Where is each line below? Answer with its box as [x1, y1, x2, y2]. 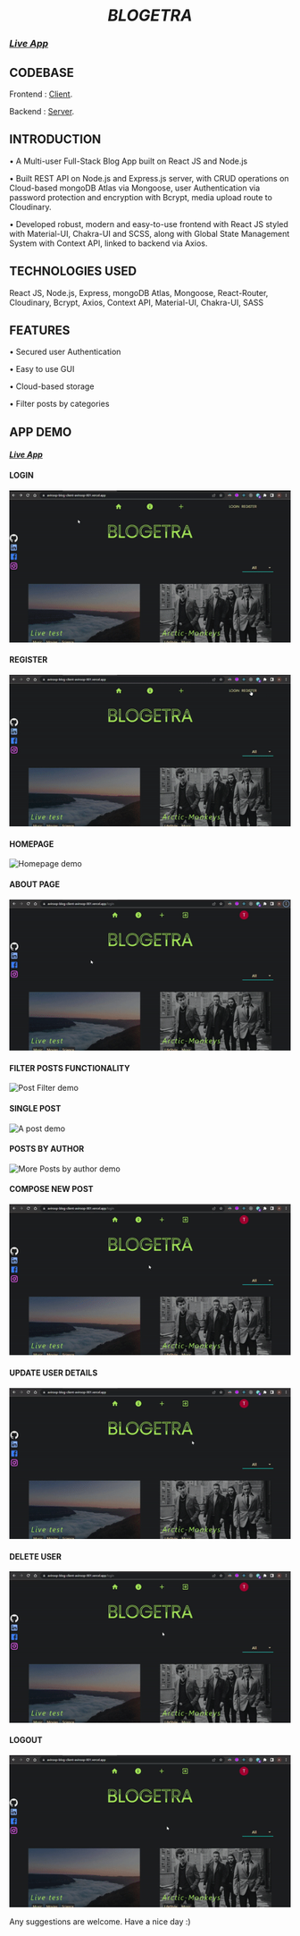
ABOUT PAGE [9, 879, 61, 890]
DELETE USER [9, 1551, 62, 1561]
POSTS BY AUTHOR [9, 1144, 85, 1154]
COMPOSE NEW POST [9, 1184, 94, 1195]
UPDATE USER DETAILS [9, 1367, 98, 1378]
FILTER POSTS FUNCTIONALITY [9, 1062, 131, 1073]
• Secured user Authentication [9, 346, 121, 358]
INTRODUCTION [9, 131, 102, 148]
